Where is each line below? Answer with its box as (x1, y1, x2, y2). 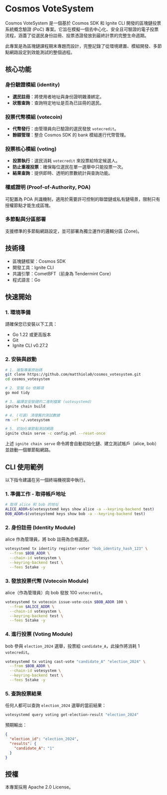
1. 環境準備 (5, 309, 31, 316)
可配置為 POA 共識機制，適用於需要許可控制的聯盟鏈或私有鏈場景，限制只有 (5, 196, 161, 202)
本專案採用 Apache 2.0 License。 (5, 784, 74, 790)
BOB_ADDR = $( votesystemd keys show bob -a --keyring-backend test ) (5, 511, 146, 517)
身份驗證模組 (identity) (5, 81, 60, 88)
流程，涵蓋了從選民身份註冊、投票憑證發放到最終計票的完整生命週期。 (5, 32, 149, 38)
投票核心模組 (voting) (5, 145, 57, 152)
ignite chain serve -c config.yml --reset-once (5, 431, 106, 436)
